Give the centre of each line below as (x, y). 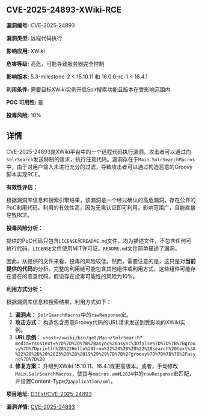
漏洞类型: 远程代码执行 (34, 38)
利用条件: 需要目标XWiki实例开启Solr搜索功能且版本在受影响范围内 (88, 89)
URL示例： (28, 337)
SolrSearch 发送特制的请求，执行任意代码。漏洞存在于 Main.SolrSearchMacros (101, 159)
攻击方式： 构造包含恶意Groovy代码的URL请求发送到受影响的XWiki (97, 322)
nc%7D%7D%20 (30, 359)
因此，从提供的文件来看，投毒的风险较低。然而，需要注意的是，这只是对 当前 (101, 261)
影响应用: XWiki (26, 51)
